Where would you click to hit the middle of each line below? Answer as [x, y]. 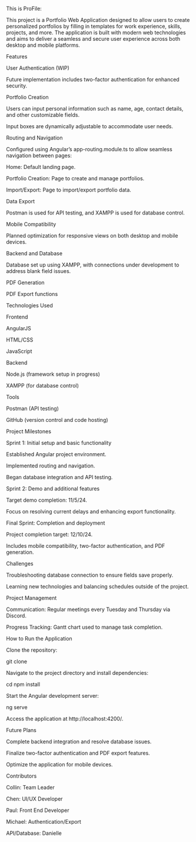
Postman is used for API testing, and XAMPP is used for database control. [95, 213]
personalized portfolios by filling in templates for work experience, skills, [94, 26]
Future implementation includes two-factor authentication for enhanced [93, 79]
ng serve [17, 707]
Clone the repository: [32, 650]
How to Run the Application [39, 638]
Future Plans [21, 730]
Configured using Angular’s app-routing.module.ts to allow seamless [89, 149]
